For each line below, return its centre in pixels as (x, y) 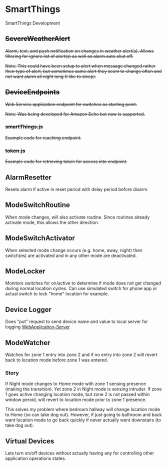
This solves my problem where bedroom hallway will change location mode (83, 409)
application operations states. (36, 458)
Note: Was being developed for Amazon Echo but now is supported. (75, 114)
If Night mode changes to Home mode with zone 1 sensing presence (76, 384)
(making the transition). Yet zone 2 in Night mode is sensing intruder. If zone (83, 389)
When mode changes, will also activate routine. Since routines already (77, 217)
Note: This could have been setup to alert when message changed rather (80, 65)
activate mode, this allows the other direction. (52, 222)
